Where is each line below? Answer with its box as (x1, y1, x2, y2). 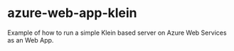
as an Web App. (7, 35, 54, 44)
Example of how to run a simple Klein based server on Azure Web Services (7, 28, 227, 37)
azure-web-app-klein (7, 5, 137, 21)
